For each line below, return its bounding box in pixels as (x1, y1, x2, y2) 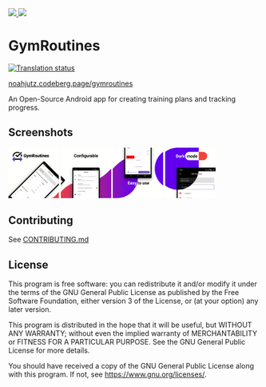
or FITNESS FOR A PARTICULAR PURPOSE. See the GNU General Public (8, 337, 246, 347)
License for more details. (8, 345, 90, 355)
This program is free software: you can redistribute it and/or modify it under (8, 279, 257, 289)
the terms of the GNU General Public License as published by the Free (8, 288, 240, 297)
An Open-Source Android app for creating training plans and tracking (8, 94, 236, 103)
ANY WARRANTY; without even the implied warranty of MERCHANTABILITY (8, 329, 258, 338)
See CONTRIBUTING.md (8, 235, 89, 245)
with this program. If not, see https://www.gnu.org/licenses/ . (8, 369, 207, 379)
